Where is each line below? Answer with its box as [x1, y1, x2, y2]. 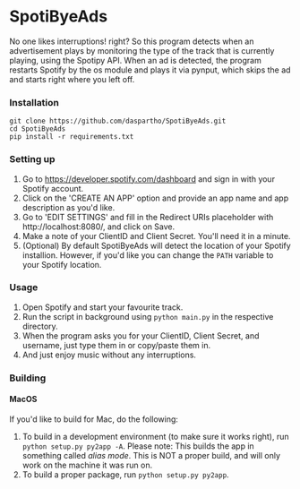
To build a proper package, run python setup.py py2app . [21, 468, 230, 480]
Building [9, 372, 47, 384]
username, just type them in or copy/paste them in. [21, 339, 211, 350]
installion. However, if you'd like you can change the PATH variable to [21, 249, 274, 261]
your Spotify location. [21, 259, 102, 270]
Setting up [9, 153, 56, 166]
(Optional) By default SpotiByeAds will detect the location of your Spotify [21, 240, 291, 251]
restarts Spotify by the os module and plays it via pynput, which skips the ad [9, 64, 291, 75]
